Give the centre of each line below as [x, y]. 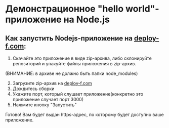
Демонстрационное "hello [65, 9]
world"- [142, 9]
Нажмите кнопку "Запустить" [45, 105]
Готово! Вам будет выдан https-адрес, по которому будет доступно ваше [85, 115]
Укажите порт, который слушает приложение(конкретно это [78, 94]
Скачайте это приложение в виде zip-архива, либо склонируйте [82, 58]
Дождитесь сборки [33, 89]
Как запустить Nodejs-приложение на [69, 38]
